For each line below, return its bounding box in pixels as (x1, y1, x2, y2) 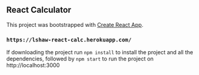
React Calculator (6, 5, 72, 15)
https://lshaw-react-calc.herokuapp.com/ (6, 36, 132, 43)
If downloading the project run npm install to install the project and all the (6, 49, 193, 56)
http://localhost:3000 (6, 62, 60, 69)
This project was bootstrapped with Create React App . (6, 21, 144, 28)
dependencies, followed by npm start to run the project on (6, 55, 154, 63)
